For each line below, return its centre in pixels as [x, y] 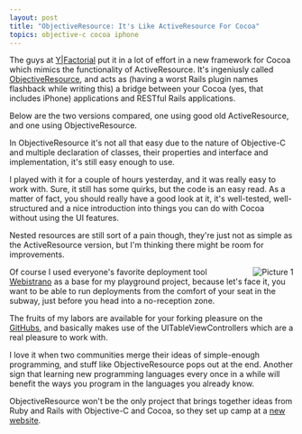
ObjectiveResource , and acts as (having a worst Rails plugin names [134, 79]
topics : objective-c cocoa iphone [74, 34]
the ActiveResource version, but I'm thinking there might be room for [137, 245]
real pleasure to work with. [59, 337]
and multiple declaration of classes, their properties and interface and [139, 152]
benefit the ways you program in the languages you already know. [132, 383]
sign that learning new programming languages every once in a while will [145, 374]
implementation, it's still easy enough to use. [92, 162]
